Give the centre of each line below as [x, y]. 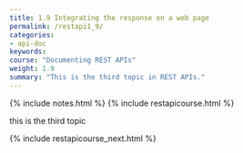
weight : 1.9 [32, 69]
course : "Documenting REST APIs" [73, 60]
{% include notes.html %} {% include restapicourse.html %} [122, 103]
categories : [32, 35]
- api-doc [28, 43]
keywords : [28, 52]
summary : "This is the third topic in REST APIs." [107, 77]
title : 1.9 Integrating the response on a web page [109, 18]
